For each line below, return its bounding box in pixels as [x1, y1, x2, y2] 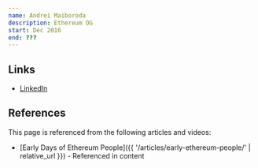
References [8, 106, 66, 120]
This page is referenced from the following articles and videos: [8, 127, 212, 136]
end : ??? [8, 33, 37, 42]
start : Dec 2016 [8, 26, 61, 34]
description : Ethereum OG [8, 19, 93, 27]
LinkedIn [19, 84, 48, 93]
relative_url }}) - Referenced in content [19, 151, 145, 160]
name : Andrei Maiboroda [8, 11, 87, 20]
